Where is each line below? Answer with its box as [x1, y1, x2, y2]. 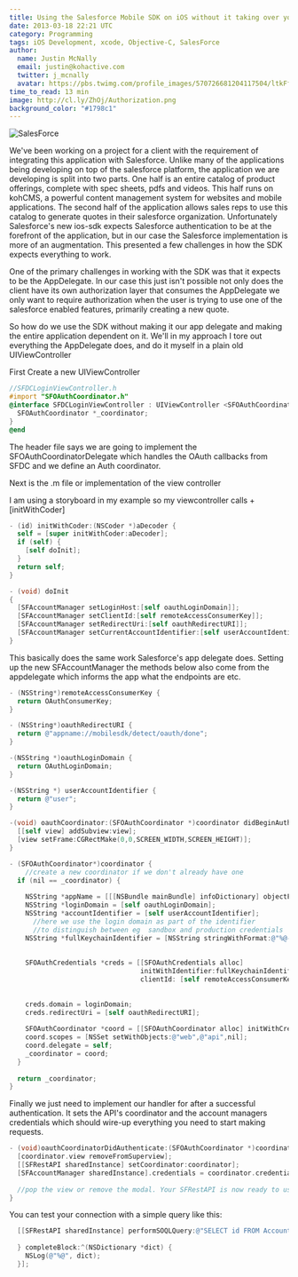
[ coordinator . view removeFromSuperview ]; [17, 1152, 173, 1162]
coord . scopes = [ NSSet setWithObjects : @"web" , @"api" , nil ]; [25, 1033, 248, 1042]
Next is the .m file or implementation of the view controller [9, 477, 222, 488]
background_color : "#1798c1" [9, 104, 117, 113]
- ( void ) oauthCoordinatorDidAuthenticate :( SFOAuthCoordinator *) [9, 1144, 255, 1153]
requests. [9, 1127, 44, 1138]
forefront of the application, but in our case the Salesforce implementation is [9, 230, 288, 241]
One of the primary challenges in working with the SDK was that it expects [9, 266, 281, 277]
